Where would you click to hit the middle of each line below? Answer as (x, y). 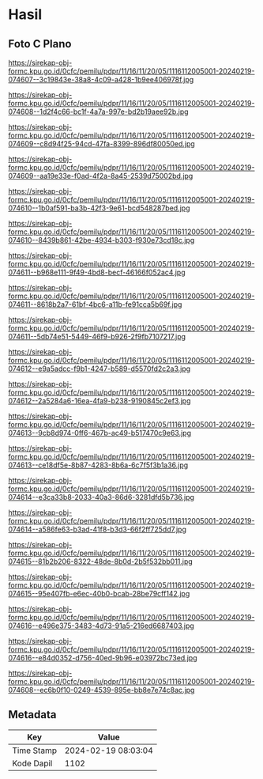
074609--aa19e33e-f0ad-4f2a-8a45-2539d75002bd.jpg (101, 176)
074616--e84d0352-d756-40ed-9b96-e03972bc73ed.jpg (103, 658)
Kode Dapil (32, 763)
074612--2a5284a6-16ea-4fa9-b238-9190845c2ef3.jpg (100, 401)
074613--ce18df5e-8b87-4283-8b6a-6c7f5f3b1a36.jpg (98, 465)
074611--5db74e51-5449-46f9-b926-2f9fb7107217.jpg (97, 337)
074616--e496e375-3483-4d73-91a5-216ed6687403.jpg (101, 626)
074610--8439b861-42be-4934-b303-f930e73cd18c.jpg (101, 240)
